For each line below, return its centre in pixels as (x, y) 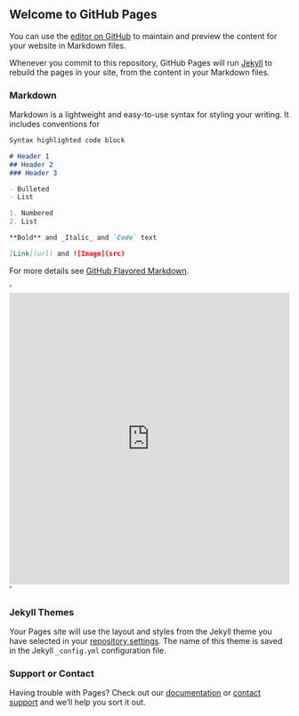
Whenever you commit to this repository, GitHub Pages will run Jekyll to (141, 62)
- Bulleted (29, 189)
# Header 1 (29, 156)
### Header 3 (33, 173)
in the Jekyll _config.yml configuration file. (88, 651)
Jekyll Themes (42, 612)
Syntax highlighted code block (67, 141)
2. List (24, 221)
